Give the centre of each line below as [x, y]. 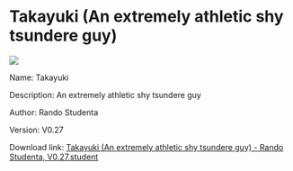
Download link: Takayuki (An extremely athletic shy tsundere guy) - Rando [146, 147]
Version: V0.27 [37, 130]
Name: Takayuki [39, 77]
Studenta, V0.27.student [54, 157]
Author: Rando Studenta [54, 112]
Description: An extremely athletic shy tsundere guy [106, 94]
